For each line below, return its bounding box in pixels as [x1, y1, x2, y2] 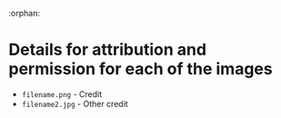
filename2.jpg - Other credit [21, 98, 128, 109]
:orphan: [8, 8, 40, 18]
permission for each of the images [8, 59, 274, 80]
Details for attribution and [8, 40, 206, 60]
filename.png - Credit [21, 88, 102, 99]
